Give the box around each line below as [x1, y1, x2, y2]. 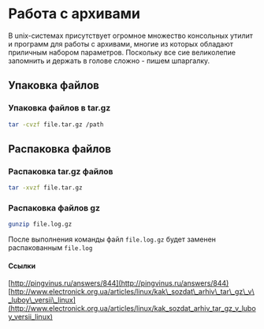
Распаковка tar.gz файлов [8, 166, 113, 177]
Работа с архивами [8, 5, 140, 23]
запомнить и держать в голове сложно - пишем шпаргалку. [8, 56, 210, 65]
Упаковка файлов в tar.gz [8, 103, 111, 114]
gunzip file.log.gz [8, 220, 73, 229]
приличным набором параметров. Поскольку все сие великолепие [8, 47, 236, 57]
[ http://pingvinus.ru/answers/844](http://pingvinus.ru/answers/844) [8, 279, 229, 288]
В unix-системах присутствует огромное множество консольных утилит [8, 31, 254, 40]
